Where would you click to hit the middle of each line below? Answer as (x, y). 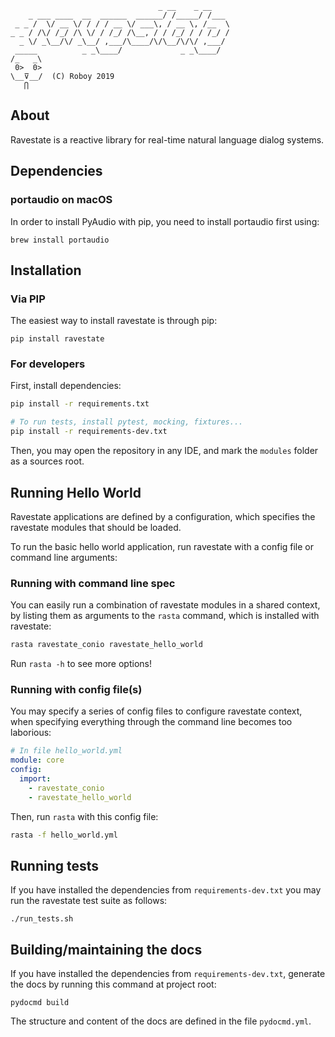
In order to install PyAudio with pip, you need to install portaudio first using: (165, 221)
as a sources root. (47, 461)
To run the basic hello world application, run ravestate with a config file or (162, 546)
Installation (46, 270)
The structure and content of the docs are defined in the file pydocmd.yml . (161, 1021)
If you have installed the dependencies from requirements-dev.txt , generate (168, 974)
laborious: (31, 733)
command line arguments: (64, 557)
